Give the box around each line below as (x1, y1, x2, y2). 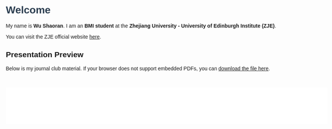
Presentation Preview (6, 50, 84, 60)
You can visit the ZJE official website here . (6, 33, 102, 40)
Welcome (6, 4, 51, 16)
